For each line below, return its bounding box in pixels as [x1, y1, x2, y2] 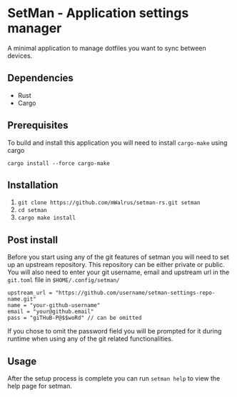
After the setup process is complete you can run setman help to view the [7, 374, 221, 383]
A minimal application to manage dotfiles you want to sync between [7, 44, 206, 52]
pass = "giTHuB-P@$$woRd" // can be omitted [7, 314, 142, 322]
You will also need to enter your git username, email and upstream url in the [7, 268, 230, 276]
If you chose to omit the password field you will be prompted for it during [7, 327, 222, 336]
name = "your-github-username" [7, 302, 101, 309]
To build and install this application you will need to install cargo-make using [7, 138, 228, 147]
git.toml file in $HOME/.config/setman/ [7, 276, 120, 284]
